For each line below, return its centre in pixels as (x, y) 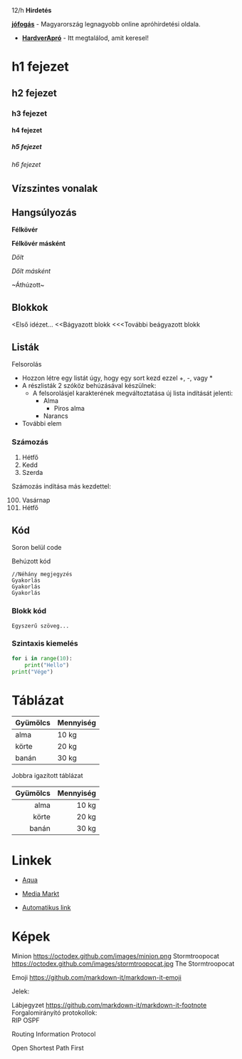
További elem (42, 424)
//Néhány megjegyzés (42, 574)
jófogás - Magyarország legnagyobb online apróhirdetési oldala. (106, 24)
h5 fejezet (27, 146)
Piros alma (69, 409)
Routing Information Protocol (54, 1034)
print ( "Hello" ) (47, 665)
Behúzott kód (31, 561)
